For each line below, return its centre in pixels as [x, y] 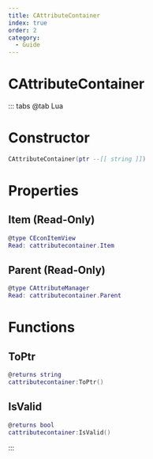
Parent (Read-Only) [57, 270]
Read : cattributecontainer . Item [61, 245]
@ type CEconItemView [42, 238]
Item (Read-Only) [52, 220]
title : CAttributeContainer [54, 15]
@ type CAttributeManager [49, 288]
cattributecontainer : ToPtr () [56, 382]
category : [24, 38]
